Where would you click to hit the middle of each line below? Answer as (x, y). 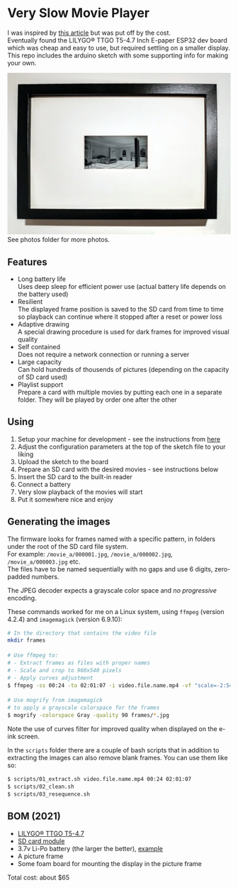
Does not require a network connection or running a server (103, 354)
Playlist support (40, 384)
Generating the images (59, 522)
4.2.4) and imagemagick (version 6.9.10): (65, 619)
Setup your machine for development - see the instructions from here (119, 439)
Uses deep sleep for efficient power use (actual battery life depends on (122, 286)
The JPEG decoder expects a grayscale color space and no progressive (112, 590)
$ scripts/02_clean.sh (41, 786)
